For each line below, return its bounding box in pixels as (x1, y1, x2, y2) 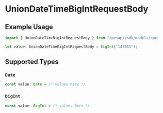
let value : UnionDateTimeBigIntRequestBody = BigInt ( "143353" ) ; (5, 44, 138, 49)
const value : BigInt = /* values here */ (5, 103, 90, 108)
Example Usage (5, 23, 53, 31)
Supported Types (5, 58, 59, 66)
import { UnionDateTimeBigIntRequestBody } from (5, 35, 105, 40)
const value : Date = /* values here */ (5, 82, 86, 87)
